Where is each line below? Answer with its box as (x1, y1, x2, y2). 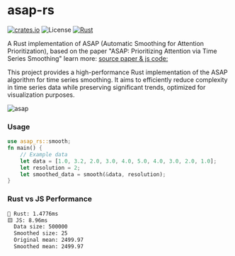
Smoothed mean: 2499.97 (13, 243, 84, 250)
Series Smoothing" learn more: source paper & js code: (7, 54, 168, 62)
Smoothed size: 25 (13, 230, 69, 237)
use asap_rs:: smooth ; (7, 138, 71, 145)
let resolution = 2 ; (20, 164, 81, 171)
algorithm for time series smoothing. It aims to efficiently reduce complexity (7, 75, 228, 83)
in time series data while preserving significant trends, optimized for (7, 83, 206, 91)
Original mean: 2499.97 (13, 236, 84, 244)
